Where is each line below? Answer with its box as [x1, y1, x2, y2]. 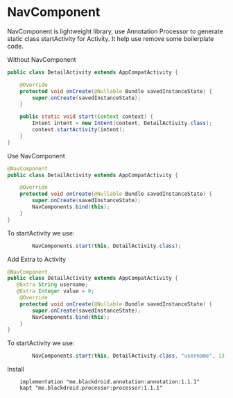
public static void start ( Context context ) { [19, 113, 154, 120]
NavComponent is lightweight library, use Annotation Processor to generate [7, 27, 223, 35]
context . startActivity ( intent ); [32, 126, 126, 133]
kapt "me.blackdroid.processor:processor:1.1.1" [19, 385, 163, 392]
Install [7, 365, 24, 374]
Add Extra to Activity [7, 255, 67, 263]
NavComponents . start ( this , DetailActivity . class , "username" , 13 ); [32, 352, 231, 360]
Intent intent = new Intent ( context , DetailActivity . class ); [32, 119, 213, 127]
